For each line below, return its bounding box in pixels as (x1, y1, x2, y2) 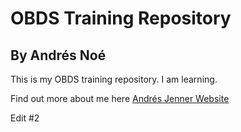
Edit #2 (10, 112, 40, 124)
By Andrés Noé (10, 47, 107, 64)
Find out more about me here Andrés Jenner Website (10, 93, 230, 104)
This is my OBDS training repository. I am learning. (10, 73, 218, 85)
